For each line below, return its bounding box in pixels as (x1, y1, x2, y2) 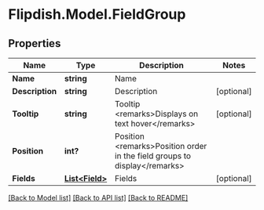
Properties (8, 37, 61, 50)
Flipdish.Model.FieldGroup (8, 5, 186, 24)
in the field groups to (115, 150, 191, 161)
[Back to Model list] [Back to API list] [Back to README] (8, 194, 189, 202)
